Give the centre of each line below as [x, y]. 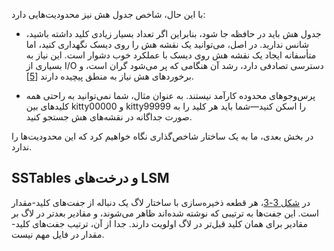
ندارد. [22, 147]
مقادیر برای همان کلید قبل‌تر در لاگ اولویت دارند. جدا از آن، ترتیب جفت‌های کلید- [159, 223]
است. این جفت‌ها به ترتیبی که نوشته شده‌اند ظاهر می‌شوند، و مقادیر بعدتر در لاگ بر [165, 213]
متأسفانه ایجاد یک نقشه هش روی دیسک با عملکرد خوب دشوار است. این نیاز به [171, 55]
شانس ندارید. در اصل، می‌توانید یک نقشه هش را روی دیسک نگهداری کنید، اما [167, 44]
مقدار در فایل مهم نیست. [58, 234]
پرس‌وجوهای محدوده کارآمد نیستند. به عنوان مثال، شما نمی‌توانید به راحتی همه [170, 95]
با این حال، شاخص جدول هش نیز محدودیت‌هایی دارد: [108, 14]
